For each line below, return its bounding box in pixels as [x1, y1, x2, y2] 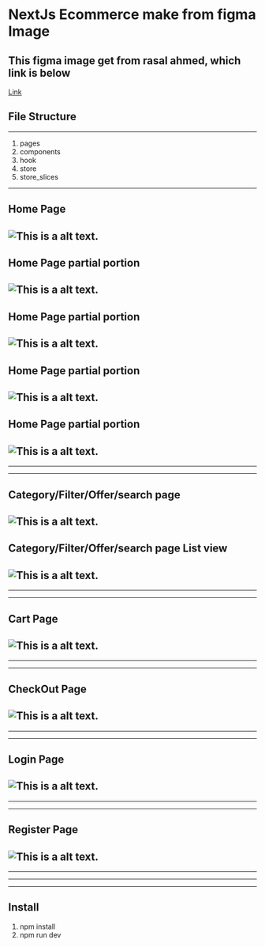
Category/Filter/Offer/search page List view [8, 542, 228, 555]
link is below [8, 66, 71, 80]
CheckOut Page [8, 682, 87, 695]
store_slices [19, 172, 59, 181]
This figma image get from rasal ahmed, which [8, 54, 241, 67]
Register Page [8, 823, 79, 836]
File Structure [8, 110, 77, 123]
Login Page [8, 752, 65, 766]
